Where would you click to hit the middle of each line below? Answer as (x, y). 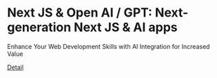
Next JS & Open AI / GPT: (80, 13)
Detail (15, 67)
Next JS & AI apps (125, 27)
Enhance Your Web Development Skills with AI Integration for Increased (108, 46)
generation (39, 27)
